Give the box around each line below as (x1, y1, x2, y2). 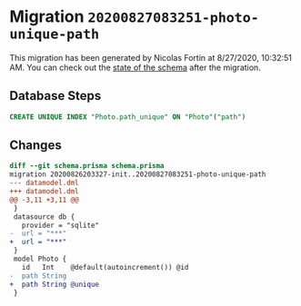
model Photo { (13, 254, 67, 264)
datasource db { (13, 212, 75, 222)
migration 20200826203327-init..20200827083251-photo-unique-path (9, 170, 266, 179)
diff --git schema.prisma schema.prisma (9, 162, 166, 171)
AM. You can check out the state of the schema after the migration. (9, 62, 261, 73)
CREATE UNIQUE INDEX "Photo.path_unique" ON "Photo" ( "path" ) (9, 112, 246, 122)
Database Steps (9, 88, 102, 104)
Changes (9, 138, 62, 153)
